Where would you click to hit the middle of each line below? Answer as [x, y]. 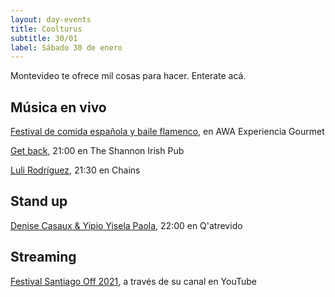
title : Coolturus [46, 29]
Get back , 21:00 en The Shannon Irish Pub [97, 151]
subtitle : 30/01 [44, 38]
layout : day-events [51, 19]
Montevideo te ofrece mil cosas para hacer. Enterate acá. [128, 76]
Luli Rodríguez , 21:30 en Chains [75, 170]
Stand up [39, 201]
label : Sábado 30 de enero [66, 47]
